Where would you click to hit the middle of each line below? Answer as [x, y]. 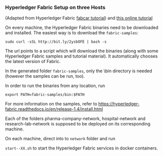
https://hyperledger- [119, 104]
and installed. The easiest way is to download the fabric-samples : [72, 33]
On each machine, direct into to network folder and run [60, 139]
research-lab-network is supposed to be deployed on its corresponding [78, 124]
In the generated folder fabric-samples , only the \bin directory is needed [79, 71]
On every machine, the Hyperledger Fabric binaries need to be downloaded [82, 28]
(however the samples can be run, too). [45, 76]
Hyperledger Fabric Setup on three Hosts [55, 7]
